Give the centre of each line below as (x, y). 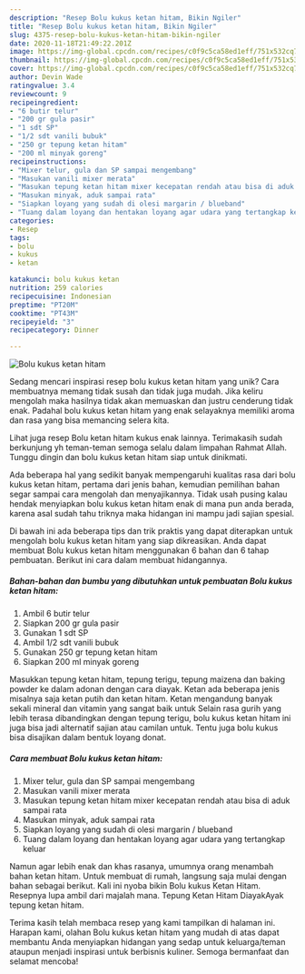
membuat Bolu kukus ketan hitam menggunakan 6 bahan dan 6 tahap (139, 550)
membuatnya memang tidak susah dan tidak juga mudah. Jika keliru (136, 391)
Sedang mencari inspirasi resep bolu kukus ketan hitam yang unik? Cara (144, 382)
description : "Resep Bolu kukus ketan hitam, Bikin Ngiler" (126, 18)
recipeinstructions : (49, 161)
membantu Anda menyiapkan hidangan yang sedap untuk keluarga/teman (148, 942)
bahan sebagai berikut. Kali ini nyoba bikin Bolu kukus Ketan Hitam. (135, 886)
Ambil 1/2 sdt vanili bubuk (71, 643)
